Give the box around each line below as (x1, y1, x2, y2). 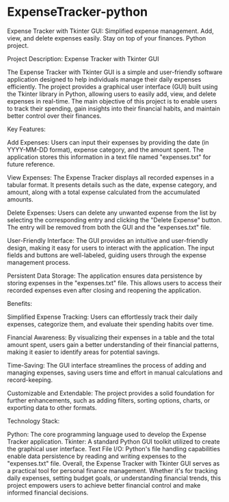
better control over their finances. (7, 111, 102, 120)
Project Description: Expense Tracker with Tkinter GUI (7, 54, 159, 62)
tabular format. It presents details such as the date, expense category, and (7, 180, 217, 189)
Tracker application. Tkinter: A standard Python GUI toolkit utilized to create (7, 437, 220, 446)
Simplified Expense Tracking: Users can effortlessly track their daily (7, 313, 198, 321)
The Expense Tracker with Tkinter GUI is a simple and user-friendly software (7, 68, 223, 76)
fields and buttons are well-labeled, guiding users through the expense (7, 251, 207, 259)
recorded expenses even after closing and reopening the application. (7, 286, 202, 294)
